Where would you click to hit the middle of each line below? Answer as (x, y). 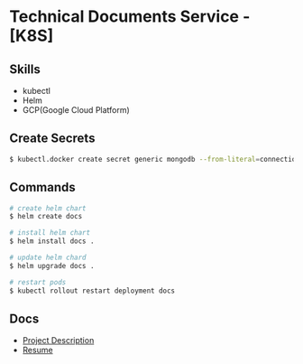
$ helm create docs (46, 217)
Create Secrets (52, 139)
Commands (43, 187)
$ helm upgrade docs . (52, 266)
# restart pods (38, 282)
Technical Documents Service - (130, 17)
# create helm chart (48, 208)
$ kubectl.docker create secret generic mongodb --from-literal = (134, 159)
